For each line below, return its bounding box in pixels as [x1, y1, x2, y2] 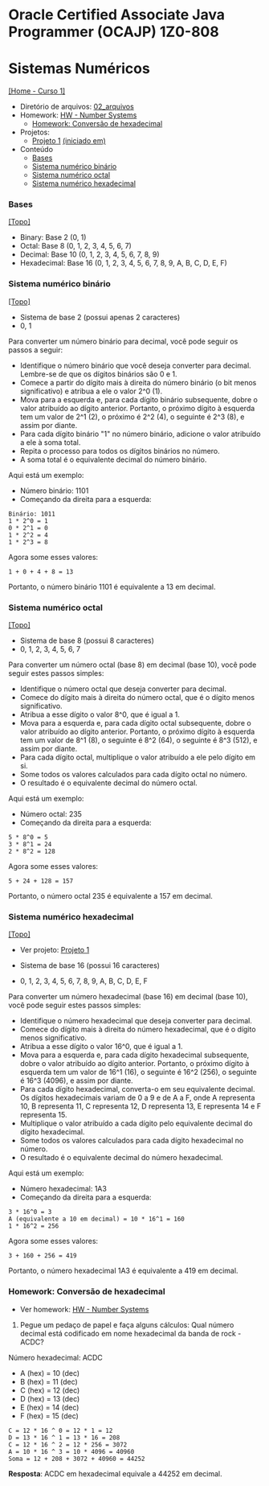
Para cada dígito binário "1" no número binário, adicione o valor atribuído [19, 429, 261, 438]
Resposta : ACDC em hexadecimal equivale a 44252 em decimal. [8, 1468, 222, 1478]
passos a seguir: [8, 344, 63, 355]
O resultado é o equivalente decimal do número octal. [19, 778, 198, 788]
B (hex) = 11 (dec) [19, 1377, 78, 1386]
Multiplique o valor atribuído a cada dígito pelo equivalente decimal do [19, 1118, 253, 1128]
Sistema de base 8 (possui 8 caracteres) [19, 636, 155, 645]
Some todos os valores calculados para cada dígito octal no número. [19, 770, 247, 780]
